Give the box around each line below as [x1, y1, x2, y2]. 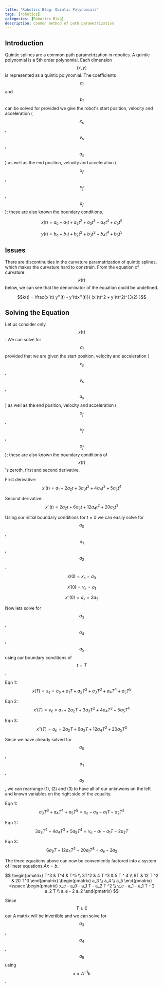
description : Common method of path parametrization [5, 21, 114, 26]
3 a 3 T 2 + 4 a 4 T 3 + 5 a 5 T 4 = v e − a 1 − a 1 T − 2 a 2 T [35, 827, 129, 835]
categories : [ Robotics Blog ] [5, 16, 64, 21]
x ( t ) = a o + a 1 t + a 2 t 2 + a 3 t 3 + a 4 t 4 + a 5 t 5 [41, 219, 123, 226]
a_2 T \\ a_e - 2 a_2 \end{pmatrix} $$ [44, 888, 119, 894]
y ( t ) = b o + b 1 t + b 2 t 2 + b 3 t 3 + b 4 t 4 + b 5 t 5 [41, 230, 123, 238]
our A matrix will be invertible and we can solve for [5, 913, 107, 919]
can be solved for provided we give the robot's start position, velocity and [5, 105, 153, 111]
